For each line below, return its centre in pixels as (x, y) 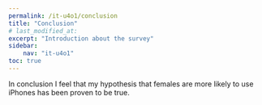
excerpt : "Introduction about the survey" (81, 38)
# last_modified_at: (43, 31)
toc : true (25, 61)
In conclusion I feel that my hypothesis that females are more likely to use (131, 84)
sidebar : (23, 46)
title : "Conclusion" (43, 23)
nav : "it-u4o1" (49, 53)
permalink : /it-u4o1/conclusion (63, 16)
